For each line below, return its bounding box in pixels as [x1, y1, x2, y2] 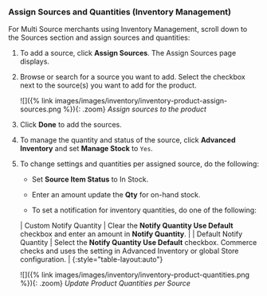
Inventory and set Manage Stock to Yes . [19, 144, 153, 154]
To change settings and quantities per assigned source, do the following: [19, 159, 259, 169]
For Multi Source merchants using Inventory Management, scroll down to [8, 25, 248, 34]
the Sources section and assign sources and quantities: [8, 33, 190, 42]
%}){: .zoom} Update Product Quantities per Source [19, 278, 191, 288]
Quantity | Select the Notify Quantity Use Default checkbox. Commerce [19, 238, 257, 247]
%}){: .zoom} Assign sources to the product [62, 104, 207, 114]
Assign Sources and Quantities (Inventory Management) [8, 6, 231, 18]
